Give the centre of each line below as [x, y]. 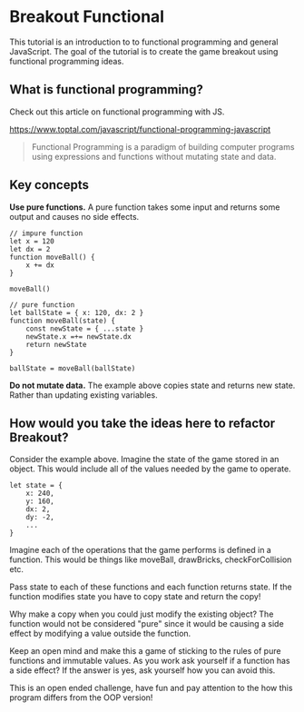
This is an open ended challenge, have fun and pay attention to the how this [151, 688]
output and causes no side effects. [74, 216]
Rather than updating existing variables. [83, 395]
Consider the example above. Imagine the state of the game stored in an [144, 460]
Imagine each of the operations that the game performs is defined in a [141, 550]
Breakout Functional [87, 17]
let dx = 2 [30, 249]
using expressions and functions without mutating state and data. [154, 156]
